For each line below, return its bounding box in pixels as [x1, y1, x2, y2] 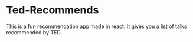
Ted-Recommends [6, 3, 99, 17]
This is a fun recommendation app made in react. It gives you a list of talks [6, 23, 187, 30]
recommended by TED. [6, 29, 62, 36]
